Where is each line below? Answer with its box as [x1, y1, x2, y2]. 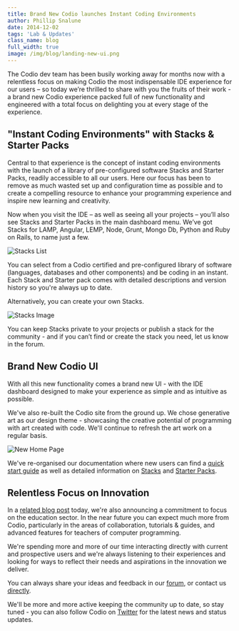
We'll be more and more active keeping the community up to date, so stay [7, 600, 225, 609]
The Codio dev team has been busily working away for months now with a [7, 69, 225, 78]
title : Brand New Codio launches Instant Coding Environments [7, 10, 196, 18]
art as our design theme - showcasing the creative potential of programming [7, 416, 232, 424]
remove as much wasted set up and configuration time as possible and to [7, 181, 223, 190]
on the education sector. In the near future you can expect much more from [7, 513, 230, 522]
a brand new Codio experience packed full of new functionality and [7, 92, 205, 101]
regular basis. [7, 431, 48, 439]
